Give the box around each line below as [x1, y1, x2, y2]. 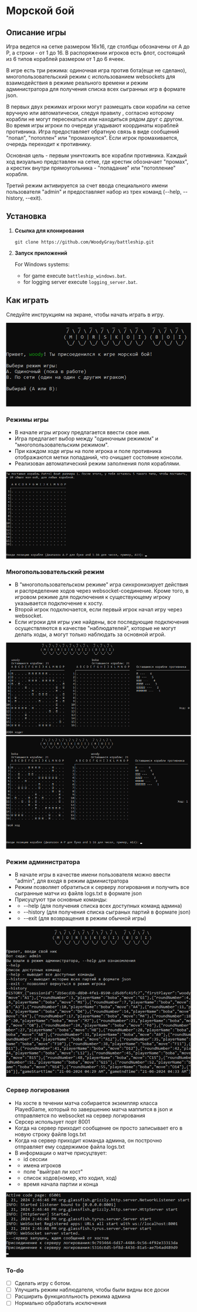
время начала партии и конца [23, 1181, 98, 1188]
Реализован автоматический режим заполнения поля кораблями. [14, 459, 181, 467]
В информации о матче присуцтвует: [14, 1149, 107, 1157]
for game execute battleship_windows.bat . [23, 272, 127, 279]
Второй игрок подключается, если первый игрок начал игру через [14, 606, 183, 613]
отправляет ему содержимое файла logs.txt [14, 1143, 125, 1150]
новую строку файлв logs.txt [14, 1131, 86, 1138]
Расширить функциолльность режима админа [14, 1293, 131, 1300]
